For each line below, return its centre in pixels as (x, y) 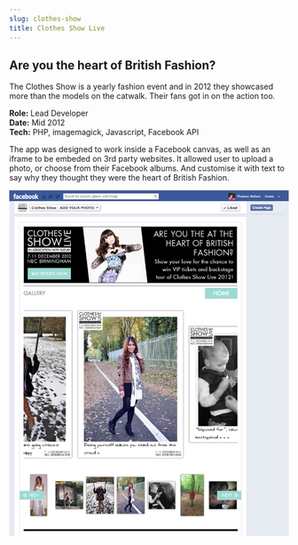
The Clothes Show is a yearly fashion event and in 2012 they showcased (141, 87)
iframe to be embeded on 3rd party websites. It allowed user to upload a (141, 159)
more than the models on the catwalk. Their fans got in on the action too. (142, 96)
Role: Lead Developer (49, 113)
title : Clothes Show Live (57, 28)
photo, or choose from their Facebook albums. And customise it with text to (147, 168)
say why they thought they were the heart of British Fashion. (119, 178)
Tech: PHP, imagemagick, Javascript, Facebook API (104, 132)
